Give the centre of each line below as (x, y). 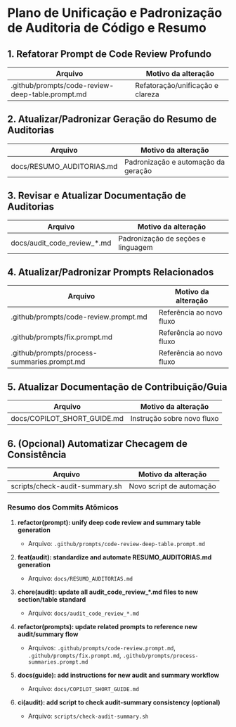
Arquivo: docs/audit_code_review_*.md (83, 613)
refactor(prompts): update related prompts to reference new (107, 627)
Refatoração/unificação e (177, 86)
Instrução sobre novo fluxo (175, 419)
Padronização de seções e (162, 239)
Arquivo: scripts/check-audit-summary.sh (88, 716)
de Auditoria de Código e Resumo (107, 28)
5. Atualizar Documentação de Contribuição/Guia (117, 387)
